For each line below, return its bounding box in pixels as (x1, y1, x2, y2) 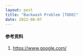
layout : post (5, 7, 33, 13)
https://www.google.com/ (12, 45, 67, 51)
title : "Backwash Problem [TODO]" (5, 12, 79, 17)
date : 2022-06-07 (5, 17, 42, 22)
